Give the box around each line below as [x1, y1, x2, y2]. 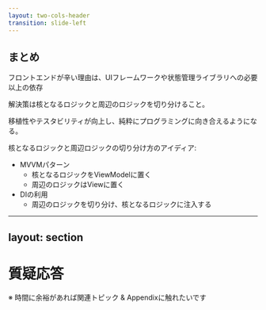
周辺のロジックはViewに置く [31, 180, 125, 189]
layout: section [8, 231, 84, 244]
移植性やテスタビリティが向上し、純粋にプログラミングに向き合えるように [8, 117, 251, 126]
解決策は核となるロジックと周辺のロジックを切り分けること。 [8, 100, 210, 109]
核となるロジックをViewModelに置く [31, 170, 152, 179]
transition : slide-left [8, 19, 87, 27]
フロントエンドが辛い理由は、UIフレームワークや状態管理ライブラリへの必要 [8, 73, 258, 82]
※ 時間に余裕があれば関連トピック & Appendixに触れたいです [8, 293, 207, 302]
